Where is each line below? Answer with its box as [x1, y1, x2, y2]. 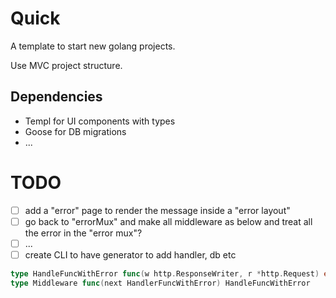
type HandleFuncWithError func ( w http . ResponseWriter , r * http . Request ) [10, 268, 320, 279]
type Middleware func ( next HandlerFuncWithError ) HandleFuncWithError [10, 278, 311, 288]
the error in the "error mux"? [24, 227, 143, 239]
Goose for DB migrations [24, 125, 127, 137]
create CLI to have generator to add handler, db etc [24, 248, 237, 261]
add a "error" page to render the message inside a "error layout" [24, 204, 291, 216]
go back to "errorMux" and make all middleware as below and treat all [24, 215, 313, 227]
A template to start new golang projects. [10, 40, 176, 52]
